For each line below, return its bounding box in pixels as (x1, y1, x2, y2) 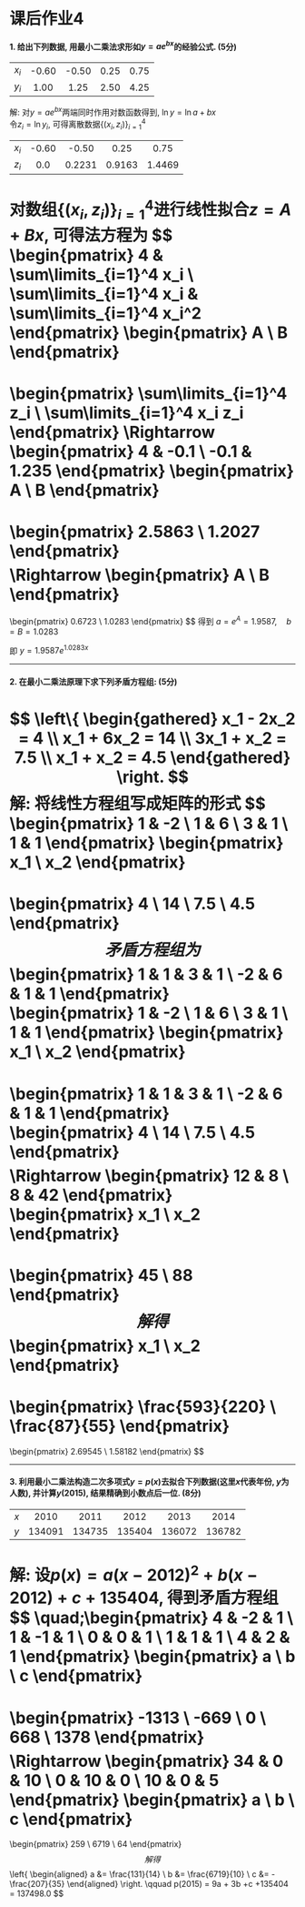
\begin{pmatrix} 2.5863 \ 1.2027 (9, 522, 261, 543)
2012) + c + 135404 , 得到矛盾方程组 (9, 1587, 279, 1608)
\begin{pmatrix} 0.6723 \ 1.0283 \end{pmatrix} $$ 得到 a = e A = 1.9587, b (9, 614, 292, 626)
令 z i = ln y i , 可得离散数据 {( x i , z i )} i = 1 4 (9, 117, 147, 132)
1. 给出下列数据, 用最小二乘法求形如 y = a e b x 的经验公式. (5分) (9, 39, 238, 52)
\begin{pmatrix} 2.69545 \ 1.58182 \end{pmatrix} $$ (9, 1445, 204, 1456)
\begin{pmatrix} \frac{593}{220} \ (9, 1396, 277, 1416)
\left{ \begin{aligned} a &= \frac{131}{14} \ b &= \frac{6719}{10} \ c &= (9, 1869, 270, 1880)
